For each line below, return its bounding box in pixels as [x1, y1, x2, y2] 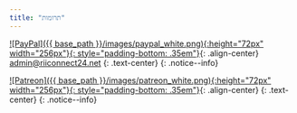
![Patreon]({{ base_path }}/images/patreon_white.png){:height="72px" [9, 74, 272, 86]
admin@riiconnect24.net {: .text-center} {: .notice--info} [9, 57, 219, 68]
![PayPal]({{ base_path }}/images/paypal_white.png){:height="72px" [9, 38, 264, 49]
